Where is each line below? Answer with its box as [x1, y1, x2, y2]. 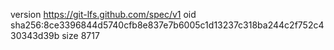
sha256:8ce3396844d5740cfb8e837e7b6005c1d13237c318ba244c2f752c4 [10, 19, 325, 31]
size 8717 [61, 30, 100, 41]
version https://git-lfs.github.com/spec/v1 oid [10, 9, 197, 20]
